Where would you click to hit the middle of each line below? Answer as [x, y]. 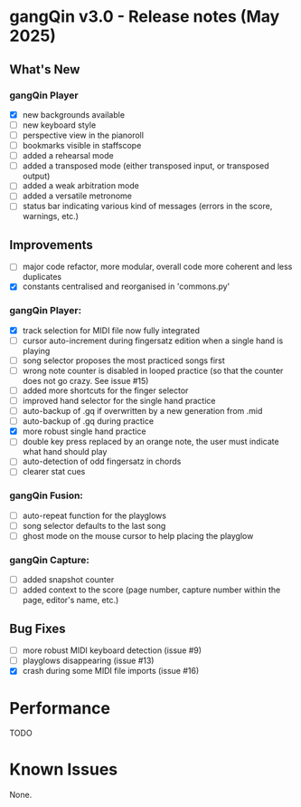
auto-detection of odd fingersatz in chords [102, 461]
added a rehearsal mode [68, 156]
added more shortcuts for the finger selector [105, 390]
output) [36, 176]
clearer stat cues [54, 472]
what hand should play [65, 452]
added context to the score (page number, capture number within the [151, 590]
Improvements [51, 245]
